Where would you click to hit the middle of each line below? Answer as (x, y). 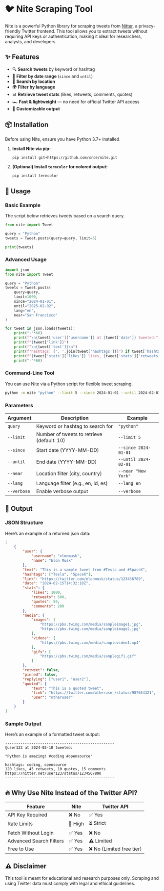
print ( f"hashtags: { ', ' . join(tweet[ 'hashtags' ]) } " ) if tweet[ (80, 351)
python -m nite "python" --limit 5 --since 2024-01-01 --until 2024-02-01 (83, 393)
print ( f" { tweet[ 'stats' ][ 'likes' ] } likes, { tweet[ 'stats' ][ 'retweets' (87, 356)
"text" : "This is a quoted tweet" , (67, 688)
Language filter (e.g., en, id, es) (72, 483)
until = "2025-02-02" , (35, 306)
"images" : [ (43, 620)
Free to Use (21, 849)
